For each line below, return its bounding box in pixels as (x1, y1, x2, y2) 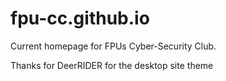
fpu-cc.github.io (10, 7, 150, 30)
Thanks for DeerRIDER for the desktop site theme (10, 59, 214, 71)
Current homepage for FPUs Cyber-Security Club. (10, 40, 217, 52)
